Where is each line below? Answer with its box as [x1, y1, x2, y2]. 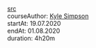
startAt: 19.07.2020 [7, 19, 61, 27]
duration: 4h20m [7, 34, 56, 42]
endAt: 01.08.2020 [7, 26, 61, 35]
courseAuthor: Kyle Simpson [7, 12, 89, 20]
